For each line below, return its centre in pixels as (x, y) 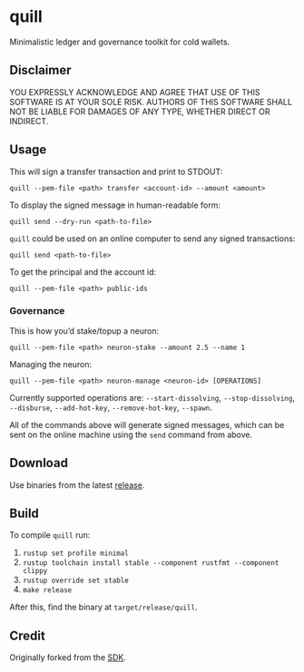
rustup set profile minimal (75, 554)
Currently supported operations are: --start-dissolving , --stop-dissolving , (152, 397)
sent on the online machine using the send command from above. (131, 434)
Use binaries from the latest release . (77, 485)
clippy (35, 571)
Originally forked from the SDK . (68, 657)
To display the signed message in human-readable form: (115, 205)
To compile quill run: (50, 535)
